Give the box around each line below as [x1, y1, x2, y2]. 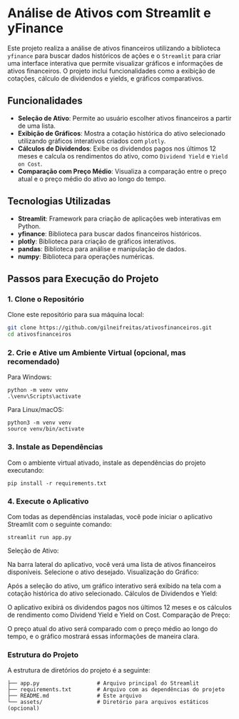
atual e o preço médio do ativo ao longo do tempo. [17, 174, 166, 183]
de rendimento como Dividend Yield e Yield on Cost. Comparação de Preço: [7, 610, 230, 619]
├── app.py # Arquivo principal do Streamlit [7, 680, 200, 687]
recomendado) [7, 356, 60, 366]
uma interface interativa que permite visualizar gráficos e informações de [7, 59, 223, 67]
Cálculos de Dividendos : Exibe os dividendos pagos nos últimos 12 [17, 144, 216, 153]
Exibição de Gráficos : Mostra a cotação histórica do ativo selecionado [17, 129, 226, 137]
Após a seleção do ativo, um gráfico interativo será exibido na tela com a [7, 581, 221, 590]
